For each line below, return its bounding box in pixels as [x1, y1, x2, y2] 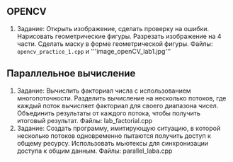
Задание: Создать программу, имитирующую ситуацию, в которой [16, 124, 221, 132]
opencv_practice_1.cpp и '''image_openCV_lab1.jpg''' [16, 47, 171, 55]
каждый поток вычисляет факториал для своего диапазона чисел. [16, 101, 219, 110]
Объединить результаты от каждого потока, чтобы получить [16, 109, 201, 117]
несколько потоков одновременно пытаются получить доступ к [16, 131, 212, 140]
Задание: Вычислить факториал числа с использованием [16, 86, 192, 95]
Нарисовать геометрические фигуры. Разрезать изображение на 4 [16, 32, 222, 40]
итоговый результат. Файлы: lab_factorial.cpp [16, 116, 153, 125]
